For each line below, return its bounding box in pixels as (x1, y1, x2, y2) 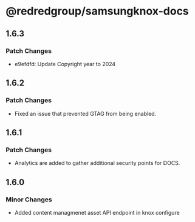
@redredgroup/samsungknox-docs (5, 4, 189, 18)
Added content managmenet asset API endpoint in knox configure (14, 209, 180, 216)
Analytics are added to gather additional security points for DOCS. (14, 160, 180, 167)
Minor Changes (5, 195, 52, 204)
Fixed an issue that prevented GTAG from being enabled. (14, 110, 157, 117)
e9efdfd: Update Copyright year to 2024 (14, 60, 116, 67)
